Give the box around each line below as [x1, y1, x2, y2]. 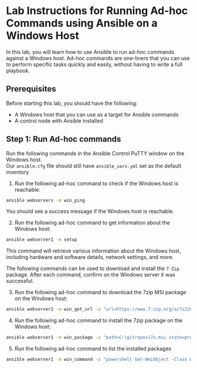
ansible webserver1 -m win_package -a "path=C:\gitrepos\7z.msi [6, 335, 167, 340]
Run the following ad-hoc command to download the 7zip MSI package [14, 289, 186, 296]
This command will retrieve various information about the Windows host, [6, 247, 182, 254]
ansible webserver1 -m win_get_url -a [6, 306, 101, 312]
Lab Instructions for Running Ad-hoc [6, 4, 188, 18]
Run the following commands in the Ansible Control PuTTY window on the [6, 149, 185, 156]
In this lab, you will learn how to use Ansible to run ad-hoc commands [6, 48, 175, 55]
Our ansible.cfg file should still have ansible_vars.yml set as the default [6, 162, 182, 169]
